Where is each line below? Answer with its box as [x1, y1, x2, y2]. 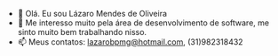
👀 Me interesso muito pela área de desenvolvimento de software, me [17, 17, 269, 28]
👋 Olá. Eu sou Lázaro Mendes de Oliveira [17, 9, 167, 18]
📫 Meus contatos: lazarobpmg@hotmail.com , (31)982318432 [17, 37, 243, 47]
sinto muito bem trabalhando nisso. [17, 27, 147, 37]
